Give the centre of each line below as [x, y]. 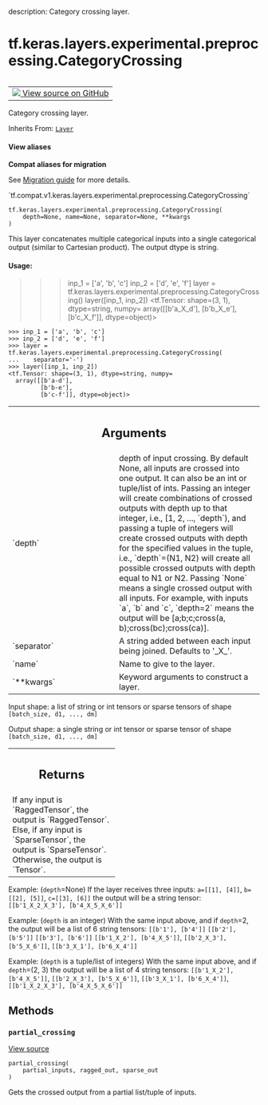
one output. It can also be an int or [183, 478]
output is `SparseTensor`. [59, 850]
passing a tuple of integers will [176, 528]
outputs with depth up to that [173, 508]
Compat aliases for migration [57, 165]
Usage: [21, 265]
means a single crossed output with [186, 588]
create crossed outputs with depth [183, 538]
